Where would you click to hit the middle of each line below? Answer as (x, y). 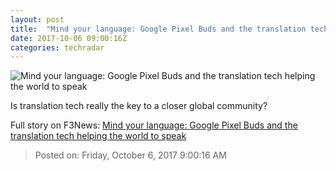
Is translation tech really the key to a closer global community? (139, 106)
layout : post (37, 19)
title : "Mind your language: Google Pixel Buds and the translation (158, 29)
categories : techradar (57, 47)
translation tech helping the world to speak (98, 136)
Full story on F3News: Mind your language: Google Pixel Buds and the (154, 125)
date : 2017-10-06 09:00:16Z (69, 38)
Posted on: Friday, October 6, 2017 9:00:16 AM (130, 155)
